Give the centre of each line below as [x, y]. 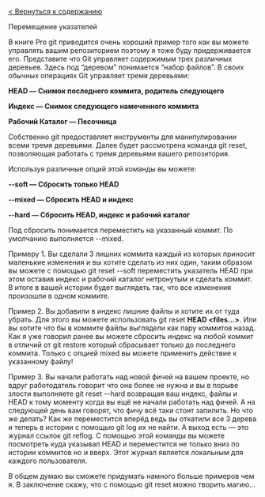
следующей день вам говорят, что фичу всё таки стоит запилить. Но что [131, 410]
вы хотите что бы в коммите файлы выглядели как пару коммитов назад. [132, 328]
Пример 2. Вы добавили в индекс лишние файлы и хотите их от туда [124, 311]
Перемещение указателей [53, 26]
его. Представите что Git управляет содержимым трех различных [120, 59]
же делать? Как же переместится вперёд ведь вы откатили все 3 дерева [132, 419]
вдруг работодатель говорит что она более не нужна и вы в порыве [123, 385]
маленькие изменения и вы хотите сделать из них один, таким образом [131, 262]
